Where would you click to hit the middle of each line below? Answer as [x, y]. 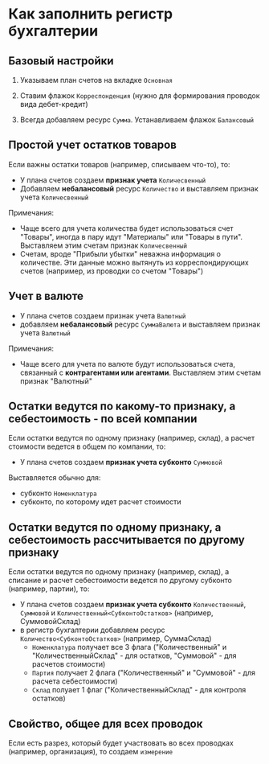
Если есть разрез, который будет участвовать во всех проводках [121, 743]
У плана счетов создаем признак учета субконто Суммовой [121, 462]
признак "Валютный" [56, 381]
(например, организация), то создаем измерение [91, 752]
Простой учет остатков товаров [92, 145]
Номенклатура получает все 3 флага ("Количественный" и [129, 647]
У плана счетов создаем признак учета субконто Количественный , [133, 605]
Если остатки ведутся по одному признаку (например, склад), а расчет [132, 438]
